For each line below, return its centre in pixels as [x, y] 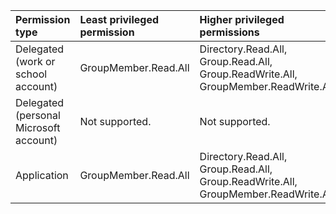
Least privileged [119, 19]
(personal [38, 115]
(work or [35, 61]
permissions [229, 32]
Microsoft [38, 127]
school [31, 74]
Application [42, 175]
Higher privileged [242, 19]
